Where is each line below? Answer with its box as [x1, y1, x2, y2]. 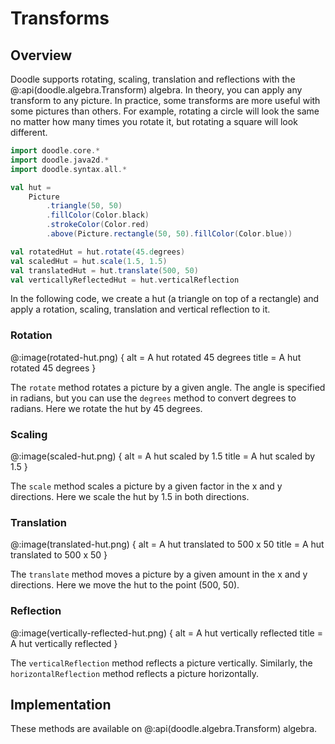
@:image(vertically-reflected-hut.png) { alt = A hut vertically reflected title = [10, 627, 323, 639]
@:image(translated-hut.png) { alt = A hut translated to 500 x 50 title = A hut [10, 538, 325, 551]
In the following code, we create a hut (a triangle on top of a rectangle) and [10, 293, 320, 305]
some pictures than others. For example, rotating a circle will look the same [10, 105, 320, 117]
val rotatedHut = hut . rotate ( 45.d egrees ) [10, 247, 186, 257]
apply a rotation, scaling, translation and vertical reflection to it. [10, 303, 271, 316]
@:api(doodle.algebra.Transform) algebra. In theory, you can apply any [10, 84, 303, 96]
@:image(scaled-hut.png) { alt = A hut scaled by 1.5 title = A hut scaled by [10, 450, 316, 462]
